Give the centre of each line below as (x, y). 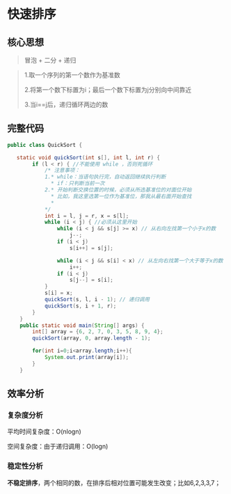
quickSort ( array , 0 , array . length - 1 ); (91, 338)
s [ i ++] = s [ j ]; (91, 248)
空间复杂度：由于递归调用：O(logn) (58, 447)
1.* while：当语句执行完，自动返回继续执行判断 (105, 177)
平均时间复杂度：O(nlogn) (44, 431)
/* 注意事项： (62, 170)
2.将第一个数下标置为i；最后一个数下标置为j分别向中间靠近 (108, 90)
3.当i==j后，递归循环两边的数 (66, 104)
